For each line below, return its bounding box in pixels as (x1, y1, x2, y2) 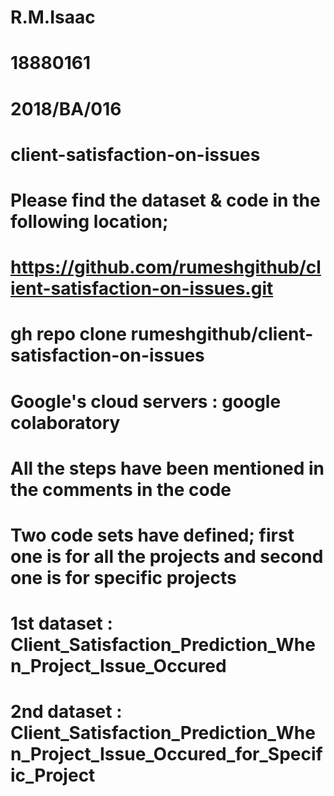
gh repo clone (10, 323, 127, 346)
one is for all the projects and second (10, 545, 324, 568)
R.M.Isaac (10, 6, 96, 29)
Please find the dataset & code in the (10, 189, 321, 211)
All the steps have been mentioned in (10, 457, 325, 480)
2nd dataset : (10, 701, 123, 723)
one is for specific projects (10, 566, 237, 589)
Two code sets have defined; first (10, 524, 295, 546)
